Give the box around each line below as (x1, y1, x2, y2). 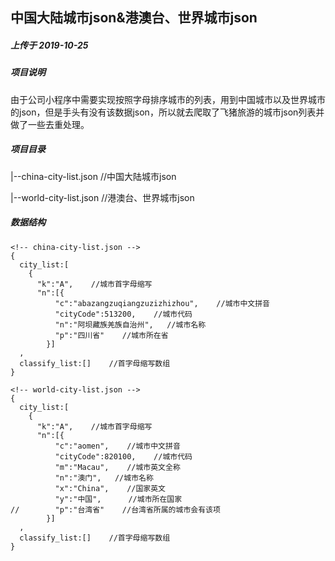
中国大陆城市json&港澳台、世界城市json (10, 9, 258, 27)
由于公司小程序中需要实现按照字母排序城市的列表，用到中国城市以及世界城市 (10, 93, 326, 105)
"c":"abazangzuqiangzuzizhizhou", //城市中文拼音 (54, 298, 270, 308)
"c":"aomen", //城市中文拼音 (54, 441, 181, 451)
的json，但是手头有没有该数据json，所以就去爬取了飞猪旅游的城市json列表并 (10, 106, 325, 118)
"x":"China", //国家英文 (54, 483, 167, 493)
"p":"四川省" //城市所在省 (54, 330, 169, 340)
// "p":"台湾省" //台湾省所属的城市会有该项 (10, 504, 221, 515)
